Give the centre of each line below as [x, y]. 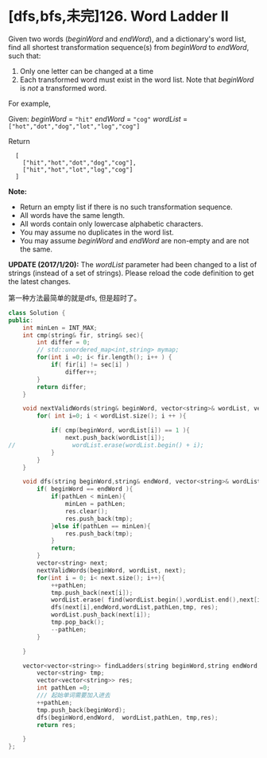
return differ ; [62, 387]
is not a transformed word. [63, 87]
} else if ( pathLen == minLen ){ [101, 526]
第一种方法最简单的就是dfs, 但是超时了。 [75, 297]
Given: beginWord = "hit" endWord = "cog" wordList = [98, 119]
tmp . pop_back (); [77, 622]
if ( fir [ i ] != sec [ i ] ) [90, 365]
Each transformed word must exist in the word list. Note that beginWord [137, 80]
